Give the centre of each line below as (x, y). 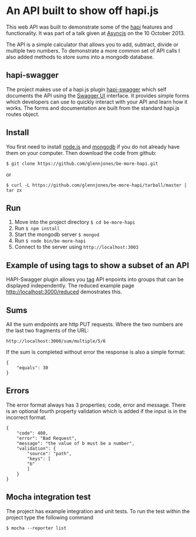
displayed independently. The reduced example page (70, 286)
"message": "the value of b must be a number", (75, 443)
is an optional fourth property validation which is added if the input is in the (97, 411)
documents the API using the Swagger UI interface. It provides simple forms (98, 95)
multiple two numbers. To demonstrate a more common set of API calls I (93, 50)
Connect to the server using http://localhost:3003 (76, 247)
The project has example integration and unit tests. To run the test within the (98, 511)
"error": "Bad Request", (47, 438)
